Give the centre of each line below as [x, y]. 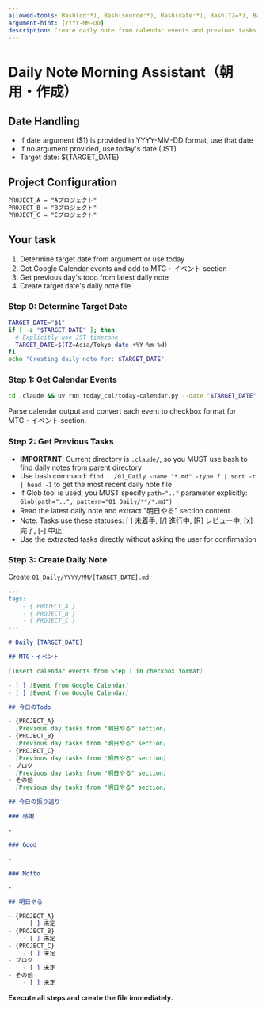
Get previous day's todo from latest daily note [94, 277]
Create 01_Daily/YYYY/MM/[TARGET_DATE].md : [80, 577]
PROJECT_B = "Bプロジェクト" [53, 208]
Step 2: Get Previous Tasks [61, 442]
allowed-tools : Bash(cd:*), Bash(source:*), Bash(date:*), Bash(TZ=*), [129, 15]
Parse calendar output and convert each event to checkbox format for [122, 411]
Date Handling [44, 121]
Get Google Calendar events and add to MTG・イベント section [123, 268]
